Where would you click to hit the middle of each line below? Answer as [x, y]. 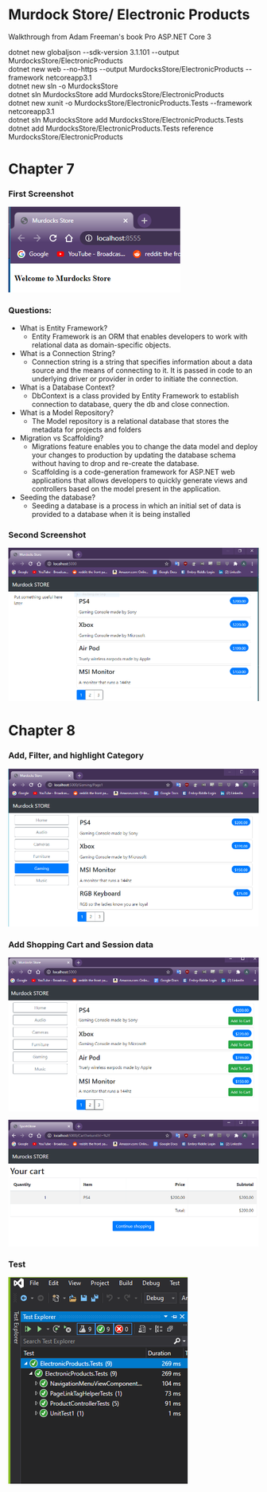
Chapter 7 [42, 169]
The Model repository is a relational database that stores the [130, 421]
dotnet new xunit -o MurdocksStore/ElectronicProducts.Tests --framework [130, 103]
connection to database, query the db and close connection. [131, 404]
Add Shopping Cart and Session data [81, 944]
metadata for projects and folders [86, 429]
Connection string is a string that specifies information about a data [142, 362]
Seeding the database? [58, 497]
